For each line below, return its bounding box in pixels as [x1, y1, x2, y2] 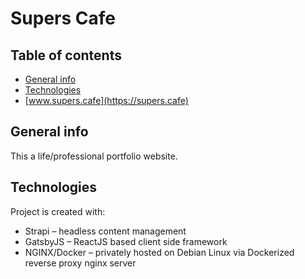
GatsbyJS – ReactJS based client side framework [24, 235, 228, 247]
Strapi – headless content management [24, 225, 187, 237]
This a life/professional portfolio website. [10, 150, 178, 162]
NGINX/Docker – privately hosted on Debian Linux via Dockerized [24, 246, 295, 258]
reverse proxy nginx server [24, 257, 137, 269]
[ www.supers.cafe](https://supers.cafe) [24, 95, 189, 106]
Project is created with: [10, 205, 106, 217]
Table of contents [10, 47, 122, 64]
